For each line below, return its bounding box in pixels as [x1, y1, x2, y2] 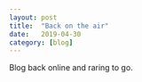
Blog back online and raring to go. [9, 62, 133, 73]
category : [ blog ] [9, 37, 74, 47]
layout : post [9, 12, 58, 22]
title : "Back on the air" [9, 21, 109, 30]
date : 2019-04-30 [9, 29, 82, 38]
